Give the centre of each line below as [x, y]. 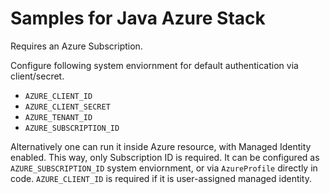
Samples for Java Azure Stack [138, 18]
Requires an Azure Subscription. [76, 46]
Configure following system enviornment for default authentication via [154, 65]
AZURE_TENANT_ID [58, 117]
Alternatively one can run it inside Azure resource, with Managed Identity [161, 146]
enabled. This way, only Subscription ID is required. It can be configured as [165, 157]
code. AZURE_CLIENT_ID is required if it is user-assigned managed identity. [161, 178]
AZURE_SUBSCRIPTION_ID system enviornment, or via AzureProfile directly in [164, 168]
